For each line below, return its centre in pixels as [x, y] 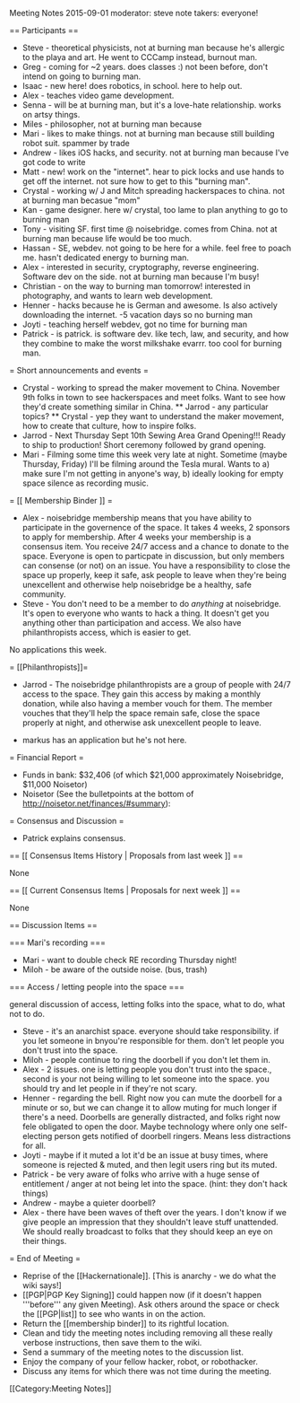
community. [44, 594]
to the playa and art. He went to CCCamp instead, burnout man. [140, 57]
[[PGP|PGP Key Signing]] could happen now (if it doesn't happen [142, 1295]
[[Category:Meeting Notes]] [60, 1389]
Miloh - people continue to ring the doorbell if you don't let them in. [146, 1060]
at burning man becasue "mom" [81, 200]
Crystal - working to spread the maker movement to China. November [151, 388]
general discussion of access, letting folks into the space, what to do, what [147, 1004]
